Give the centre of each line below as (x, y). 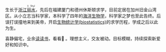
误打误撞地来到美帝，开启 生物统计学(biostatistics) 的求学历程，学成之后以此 (82, 22)
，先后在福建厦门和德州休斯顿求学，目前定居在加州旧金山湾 (96, 10)
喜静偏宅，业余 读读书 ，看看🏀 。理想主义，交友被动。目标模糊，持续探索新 (81, 39)
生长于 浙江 (16, 10)
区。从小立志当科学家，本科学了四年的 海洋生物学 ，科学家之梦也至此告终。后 (83, 16)
